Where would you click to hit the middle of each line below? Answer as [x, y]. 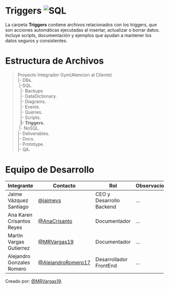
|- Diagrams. [33, 101]
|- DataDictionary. [38, 96]
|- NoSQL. [29, 128]
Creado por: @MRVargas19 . [34, 281]
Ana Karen [20, 215]
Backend [106, 207]
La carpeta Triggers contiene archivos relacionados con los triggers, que [81, 25]
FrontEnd [106, 265]
